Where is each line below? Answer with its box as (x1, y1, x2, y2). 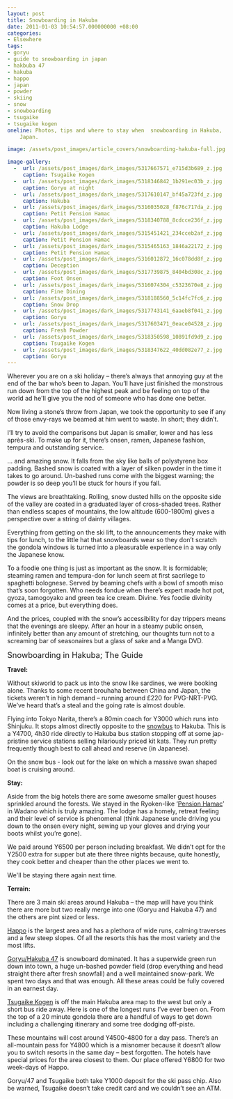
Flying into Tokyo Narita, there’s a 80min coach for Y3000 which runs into (7, 715, 219, 723)
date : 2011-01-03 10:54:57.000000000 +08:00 (7, 23, 138, 30)
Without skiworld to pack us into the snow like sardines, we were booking (7, 679, 218, 687)
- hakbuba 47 (7, 62, 45, 69)
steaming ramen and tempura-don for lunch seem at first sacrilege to (7, 571, 206, 580)
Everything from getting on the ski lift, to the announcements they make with (7, 528, 227, 537)
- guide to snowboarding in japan (7, 56, 108, 63)
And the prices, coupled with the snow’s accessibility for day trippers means (7, 615, 226, 623)
